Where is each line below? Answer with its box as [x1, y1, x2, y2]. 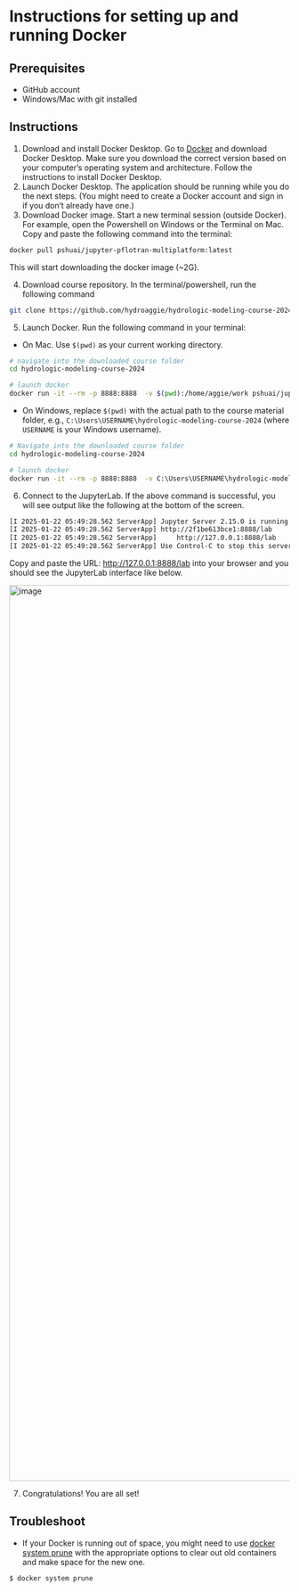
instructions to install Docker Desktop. [21, 171, 163, 182]
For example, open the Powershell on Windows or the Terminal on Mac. [21, 218, 285, 229]
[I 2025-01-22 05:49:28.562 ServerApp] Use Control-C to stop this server [9, 542, 293, 551]
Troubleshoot [9, 1514, 86, 1530]
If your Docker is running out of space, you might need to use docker [21, 1538, 276, 1548]
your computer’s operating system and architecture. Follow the [21, 162, 253, 173]
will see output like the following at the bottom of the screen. [21, 499, 245, 510]
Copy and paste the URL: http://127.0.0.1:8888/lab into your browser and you [9, 558, 289, 569]
